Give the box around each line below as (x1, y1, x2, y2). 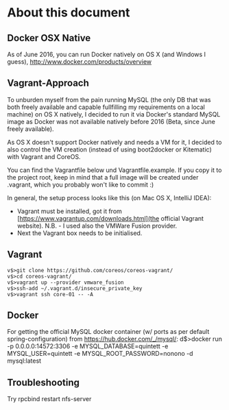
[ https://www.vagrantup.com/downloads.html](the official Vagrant (16, 214, 204, 222)
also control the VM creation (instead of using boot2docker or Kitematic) (7, 145, 213, 154)
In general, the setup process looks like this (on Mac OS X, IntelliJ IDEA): (7, 193, 212, 202)
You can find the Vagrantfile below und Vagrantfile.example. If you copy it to (7, 166, 222, 174)
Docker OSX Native (7, 32, 91, 44)
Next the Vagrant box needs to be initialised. (16, 228, 143, 237)
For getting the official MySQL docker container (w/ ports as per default (7, 328, 210, 336)
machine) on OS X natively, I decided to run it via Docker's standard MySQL (7, 110, 221, 118)
